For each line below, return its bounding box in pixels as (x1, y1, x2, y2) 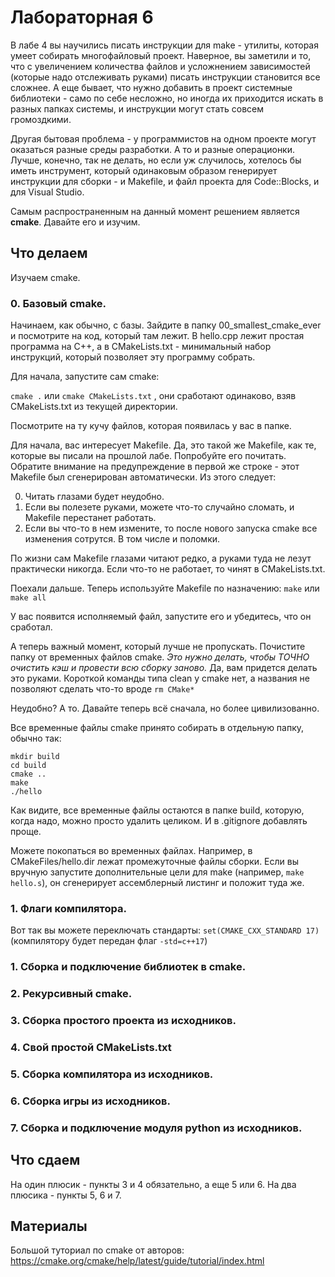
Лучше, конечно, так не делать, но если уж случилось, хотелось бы (10, 154, 302, 166)
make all (10, 593, 47, 603)
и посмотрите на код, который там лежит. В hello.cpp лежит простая (10, 330, 305, 342)
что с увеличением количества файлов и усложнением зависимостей (10, 60, 311, 72)
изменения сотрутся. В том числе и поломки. (24, 533, 221, 545)
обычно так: (10, 732, 62, 745)
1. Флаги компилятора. (10, 901, 127, 915)
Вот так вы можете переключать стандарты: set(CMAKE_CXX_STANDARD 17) (10, 924, 320, 936)
